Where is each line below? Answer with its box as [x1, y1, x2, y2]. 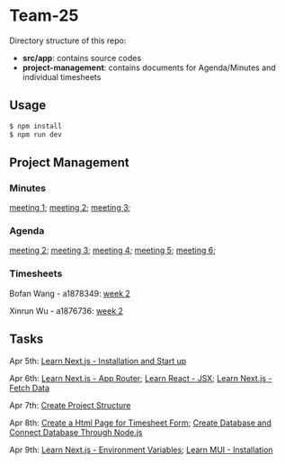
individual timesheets [22, 71, 102, 82]
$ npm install [9, 121, 63, 130]
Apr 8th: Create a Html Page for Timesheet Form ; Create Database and [9, 417, 272, 428]
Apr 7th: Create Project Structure [9, 399, 131, 410]
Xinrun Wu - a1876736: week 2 [9, 305, 124, 316]
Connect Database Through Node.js [9, 426, 143, 437]
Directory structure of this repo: [9, 35, 127, 46]
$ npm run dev [9, 129, 63, 139]
